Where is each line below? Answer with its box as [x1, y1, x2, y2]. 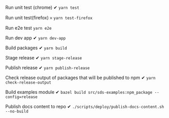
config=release [5, 94, 38, 100]
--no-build [5, 109, 29, 114]
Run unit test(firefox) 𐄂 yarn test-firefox [5, 15, 93, 21]
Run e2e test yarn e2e [5, 25, 52, 31]
